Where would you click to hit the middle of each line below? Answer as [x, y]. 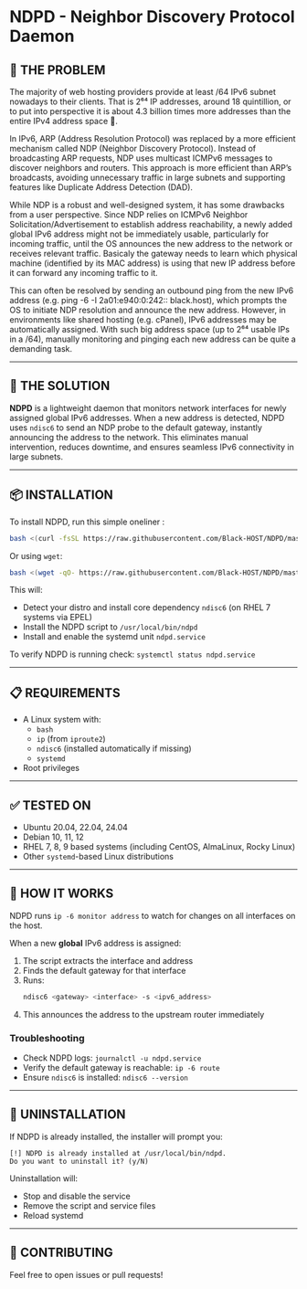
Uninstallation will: [44, 1178]
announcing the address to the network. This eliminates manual [129, 437]
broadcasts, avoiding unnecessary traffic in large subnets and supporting [148, 177]
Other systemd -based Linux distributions [98, 856]
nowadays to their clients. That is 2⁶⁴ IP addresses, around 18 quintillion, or [150, 101]
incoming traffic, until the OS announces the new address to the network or [151, 243]
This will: [26, 590]
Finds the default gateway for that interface [104, 970]
